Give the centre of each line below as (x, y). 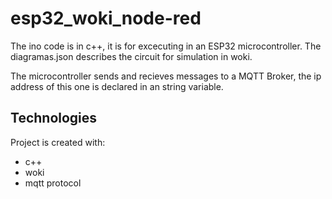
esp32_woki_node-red (106, 18)
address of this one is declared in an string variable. (117, 86)
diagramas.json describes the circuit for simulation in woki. (131, 56)
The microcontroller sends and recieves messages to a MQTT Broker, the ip (166, 76)
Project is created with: (58, 142)
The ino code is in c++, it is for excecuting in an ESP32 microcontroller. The (166, 46)
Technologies (54, 118)
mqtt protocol (53, 183)
